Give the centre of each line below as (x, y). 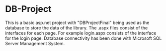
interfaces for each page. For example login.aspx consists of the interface (81, 33)
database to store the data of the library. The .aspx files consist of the (77, 27)
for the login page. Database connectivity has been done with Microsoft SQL (83, 38)
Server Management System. (35, 43)
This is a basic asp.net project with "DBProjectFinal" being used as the (77, 23)
